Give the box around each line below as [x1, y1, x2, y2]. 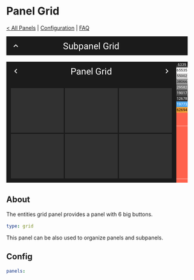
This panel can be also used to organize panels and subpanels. [6, 234, 163, 241]
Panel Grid [6, 4, 60, 18]
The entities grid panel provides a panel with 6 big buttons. [6, 210, 153, 218]
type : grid [6, 223, 34, 229]
